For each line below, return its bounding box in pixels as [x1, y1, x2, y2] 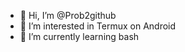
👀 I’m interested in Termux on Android [19, 20, 177, 32]
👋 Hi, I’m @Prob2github [19, 10, 117, 21]
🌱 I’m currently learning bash [19, 31, 140, 42]
